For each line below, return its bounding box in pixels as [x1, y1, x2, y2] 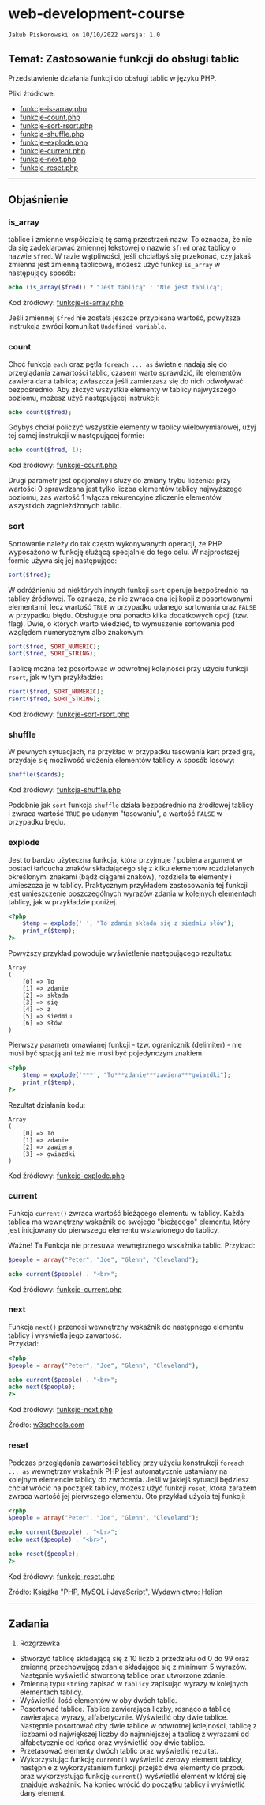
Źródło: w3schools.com [8, 1420, 85, 1429]
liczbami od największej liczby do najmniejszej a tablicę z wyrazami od [19, 1729, 250, 1739]
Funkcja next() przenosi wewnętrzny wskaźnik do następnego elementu [8, 1322, 244, 1331]
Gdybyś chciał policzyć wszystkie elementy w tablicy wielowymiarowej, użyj [8, 422, 256, 432]
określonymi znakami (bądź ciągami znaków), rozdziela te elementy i [8, 871, 232, 882]
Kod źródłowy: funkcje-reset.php [8, 1571, 116, 1581]
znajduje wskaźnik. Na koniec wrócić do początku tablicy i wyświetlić [19, 1780, 246, 1789]
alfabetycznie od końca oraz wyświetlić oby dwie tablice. [19, 1737, 206, 1747]
